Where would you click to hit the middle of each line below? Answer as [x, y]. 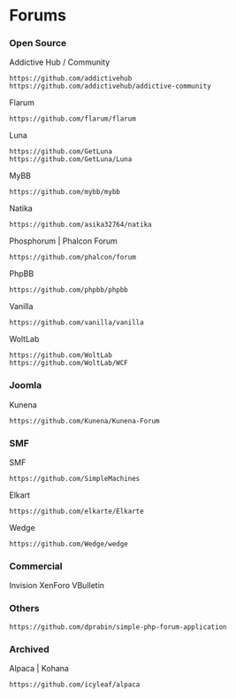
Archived [30, 649]
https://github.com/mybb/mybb [65, 192]
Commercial [36, 566]
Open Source [38, 43]
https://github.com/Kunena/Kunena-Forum [85, 421]
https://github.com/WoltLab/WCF [69, 363]
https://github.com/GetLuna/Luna [71, 159]
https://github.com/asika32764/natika [80, 225]
